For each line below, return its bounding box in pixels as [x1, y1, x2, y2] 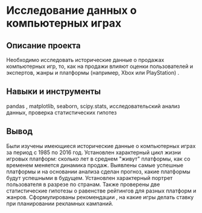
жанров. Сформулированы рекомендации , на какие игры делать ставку [6, 193, 194, 200]
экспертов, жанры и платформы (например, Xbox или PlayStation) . [6, 69, 180, 76]
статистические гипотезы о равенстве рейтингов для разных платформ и [6, 187, 197, 194]
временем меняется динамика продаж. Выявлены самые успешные [6, 161, 184, 168]
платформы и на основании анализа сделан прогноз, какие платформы [6, 168, 191, 175]
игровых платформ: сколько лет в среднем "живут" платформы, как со [6, 155, 191, 162]
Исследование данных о [6, 4, 137, 17]
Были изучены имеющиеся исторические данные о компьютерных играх [6, 142, 196, 149]
